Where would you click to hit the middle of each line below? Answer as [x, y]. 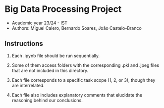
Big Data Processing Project [63, 9]
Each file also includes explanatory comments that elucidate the [77, 95]
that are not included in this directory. [50, 70]
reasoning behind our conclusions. [47, 100]
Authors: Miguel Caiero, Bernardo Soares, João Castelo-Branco [77, 28]
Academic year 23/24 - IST [40, 23]
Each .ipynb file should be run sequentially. [56, 55]
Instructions [24, 44]
